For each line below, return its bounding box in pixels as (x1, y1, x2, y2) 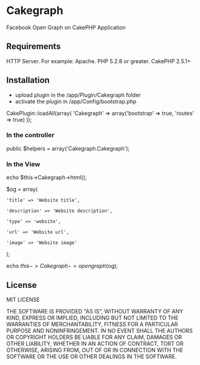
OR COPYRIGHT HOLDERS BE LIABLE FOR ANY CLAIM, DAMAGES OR (6, 333, 182, 341)
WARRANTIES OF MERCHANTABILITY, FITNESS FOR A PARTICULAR (6, 320, 178, 328)
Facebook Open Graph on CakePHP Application (6, 24, 126, 31)
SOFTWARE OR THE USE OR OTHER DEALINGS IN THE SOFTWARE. (6, 353, 177, 360)
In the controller (6, 131, 55, 140)
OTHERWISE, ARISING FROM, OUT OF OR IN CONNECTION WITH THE (6, 346, 184, 353)
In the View (6, 160, 41, 168)
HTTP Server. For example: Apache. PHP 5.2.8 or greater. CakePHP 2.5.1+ (6, 57, 191, 64)
